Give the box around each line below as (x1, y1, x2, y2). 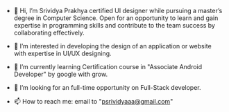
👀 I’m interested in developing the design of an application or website (13, 42, 212, 50)
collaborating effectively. (13, 28, 85, 37)
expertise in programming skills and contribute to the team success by (13, 21, 215, 29)
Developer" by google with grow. (13, 70, 108, 78)
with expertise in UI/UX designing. (13, 49, 112, 57)
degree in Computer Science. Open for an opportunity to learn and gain (13, 14, 219, 22)
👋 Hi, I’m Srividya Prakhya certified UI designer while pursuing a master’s (13, 7, 223, 15)
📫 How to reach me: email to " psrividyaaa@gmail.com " (13, 97, 173, 105)
